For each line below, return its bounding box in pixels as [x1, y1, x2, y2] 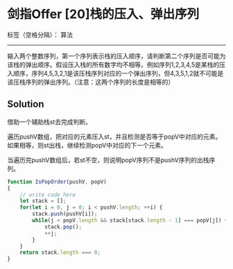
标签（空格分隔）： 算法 [7, 31, 73, 39]
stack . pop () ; [44, 223, 82, 230]
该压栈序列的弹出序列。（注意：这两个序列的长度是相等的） [7, 78, 175, 86]
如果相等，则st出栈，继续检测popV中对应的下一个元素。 [7, 141, 168, 149]
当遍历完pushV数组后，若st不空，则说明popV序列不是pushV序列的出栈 [7, 155, 209, 164]
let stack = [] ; [19, 198, 67, 205]
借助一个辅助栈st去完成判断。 [7, 117, 92, 125]
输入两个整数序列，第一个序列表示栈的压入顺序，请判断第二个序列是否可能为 [7, 51, 226, 60]
